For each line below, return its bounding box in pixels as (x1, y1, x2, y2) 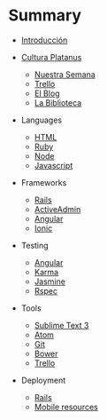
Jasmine (34, 276, 65, 287)
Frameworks (20, 177, 67, 187)
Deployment (20, 375, 66, 385)
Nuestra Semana (34, 68, 96, 80)
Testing (20, 240, 50, 250)
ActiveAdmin (34, 203, 81, 214)
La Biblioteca (34, 97, 82, 107)
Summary (8, 5, 81, 26)
